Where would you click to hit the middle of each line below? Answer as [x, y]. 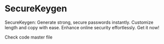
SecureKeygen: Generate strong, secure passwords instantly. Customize [79, 22]
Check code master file [29, 37]
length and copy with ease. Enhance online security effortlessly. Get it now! [82, 27]
